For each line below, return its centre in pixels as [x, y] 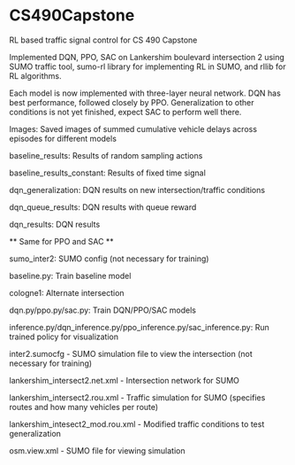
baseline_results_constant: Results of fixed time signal [107, 173]
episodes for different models [63, 138]
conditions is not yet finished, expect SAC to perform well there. [125, 112]
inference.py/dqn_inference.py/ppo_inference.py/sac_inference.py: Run [139, 327]
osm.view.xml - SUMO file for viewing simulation [97, 450]
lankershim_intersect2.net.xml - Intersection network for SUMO [125, 380]
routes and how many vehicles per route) [84, 407]
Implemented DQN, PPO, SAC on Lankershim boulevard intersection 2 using [147, 57]
